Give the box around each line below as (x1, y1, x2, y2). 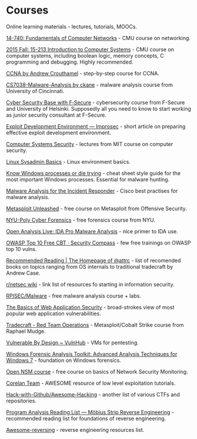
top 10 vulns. (6, 245, 37, 252)
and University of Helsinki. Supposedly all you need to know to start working (6, 105, 191, 112)
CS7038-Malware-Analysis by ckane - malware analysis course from (6, 81, 173, 88)
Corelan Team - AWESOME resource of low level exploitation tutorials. (6, 379, 176, 387)
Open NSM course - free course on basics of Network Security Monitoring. (6, 368, 188, 375)
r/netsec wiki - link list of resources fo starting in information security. (6, 280, 175, 288)
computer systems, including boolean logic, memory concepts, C (6, 52, 164, 59)
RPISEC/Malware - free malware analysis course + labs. (6, 292, 141, 299)
